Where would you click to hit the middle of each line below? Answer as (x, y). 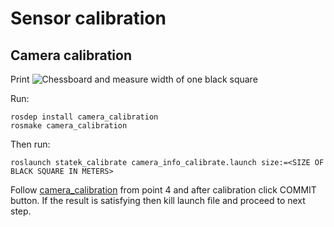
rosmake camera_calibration (69, 126)
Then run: (30, 144)
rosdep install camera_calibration (84, 117)
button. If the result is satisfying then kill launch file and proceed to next (158, 200)
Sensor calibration (88, 18)
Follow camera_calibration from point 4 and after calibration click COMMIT (163, 190)
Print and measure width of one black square (134, 79)
